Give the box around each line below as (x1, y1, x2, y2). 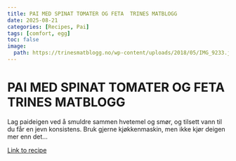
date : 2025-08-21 (7, 17, 58, 24)
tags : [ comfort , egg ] (7, 29, 71, 37)
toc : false (7, 36, 39, 43)
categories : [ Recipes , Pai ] (7, 23, 90, 30)
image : (7, 43, 27, 50)
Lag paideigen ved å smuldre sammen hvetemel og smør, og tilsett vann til (7, 117, 223, 126)
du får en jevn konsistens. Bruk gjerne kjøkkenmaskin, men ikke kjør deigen (7, 125, 226, 133)
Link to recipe (7, 146, 47, 154)
